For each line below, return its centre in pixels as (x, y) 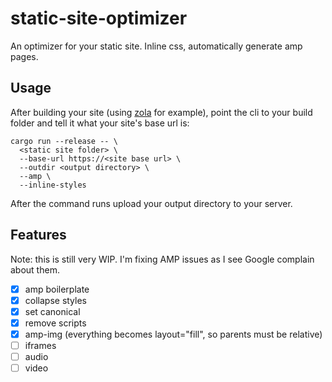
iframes (40, 345)
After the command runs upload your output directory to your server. (151, 203)
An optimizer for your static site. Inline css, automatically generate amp (156, 46)
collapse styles (55, 300)
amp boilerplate (57, 289)
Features (38, 235)
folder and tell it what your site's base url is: (100, 123)
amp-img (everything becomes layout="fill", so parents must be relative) (173, 334)
